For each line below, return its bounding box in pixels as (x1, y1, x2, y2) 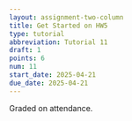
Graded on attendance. (9, 102, 93, 113)
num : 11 (9, 63, 38, 72)
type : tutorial (9, 29, 65, 38)
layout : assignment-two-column (9, 12, 124, 22)
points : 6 (9, 54, 46, 63)
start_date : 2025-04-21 (9, 71, 97, 79)
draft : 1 (9, 46, 41, 55)
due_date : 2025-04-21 (9, 79, 89, 87)
